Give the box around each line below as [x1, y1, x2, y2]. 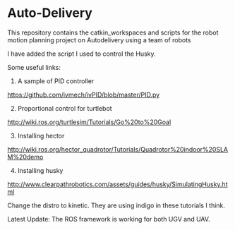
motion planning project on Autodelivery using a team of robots [7, 35, 192, 44]
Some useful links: [7, 63, 61, 71]
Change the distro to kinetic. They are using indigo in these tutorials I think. [7, 201, 226, 210]
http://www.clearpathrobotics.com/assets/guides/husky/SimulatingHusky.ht [7, 180, 228, 188]
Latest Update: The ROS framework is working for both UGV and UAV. [7, 214, 210, 223]
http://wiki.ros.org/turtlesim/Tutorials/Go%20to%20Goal [7, 118, 171, 126]
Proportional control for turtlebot [17, 104, 112, 112]
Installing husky [17, 166, 64, 174]
